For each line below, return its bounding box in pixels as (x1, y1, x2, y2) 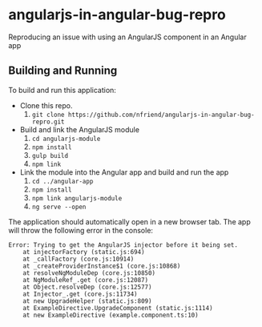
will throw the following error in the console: (8, 225, 154, 235)
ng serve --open (31, 203, 87, 211)
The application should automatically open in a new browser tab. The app (8, 216, 251, 226)
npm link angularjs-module (31, 194, 123, 202)
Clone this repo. (19, 100, 73, 110)
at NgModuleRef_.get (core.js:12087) (22, 276, 149, 284)
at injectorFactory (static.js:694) (22, 248, 146, 256)
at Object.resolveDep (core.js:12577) (22, 283, 152, 291)
